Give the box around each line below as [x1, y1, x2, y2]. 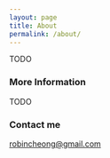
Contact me [9, 118, 61, 130]
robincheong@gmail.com [9, 138, 102, 149]
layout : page [9, 12, 58, 22]
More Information [9, 76, 86, 89]
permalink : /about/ [9, 29, 82, 38]
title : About [9, 21, 58, 30]
